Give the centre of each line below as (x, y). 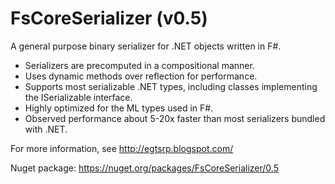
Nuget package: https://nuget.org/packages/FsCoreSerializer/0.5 (144, 168)
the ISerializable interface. (78, 97)
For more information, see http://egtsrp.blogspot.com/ (122, 148)
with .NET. (46, 129)
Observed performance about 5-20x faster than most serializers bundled (175, 118)
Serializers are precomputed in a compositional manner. (139, 65)
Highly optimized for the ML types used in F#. (119, 108)
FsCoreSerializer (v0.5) (109, 18)
